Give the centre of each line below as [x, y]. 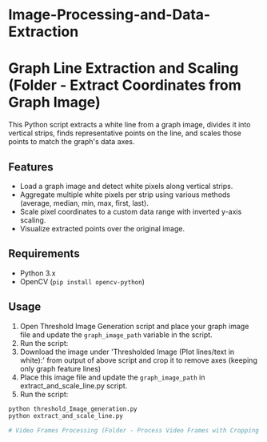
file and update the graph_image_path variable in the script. [116, 335]
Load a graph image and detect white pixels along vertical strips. [126, 186]
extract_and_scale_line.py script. [74, 385]
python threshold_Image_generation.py [73, 409]
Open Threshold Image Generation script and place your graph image [134, 326]
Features [31, 167]
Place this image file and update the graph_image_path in [112, 377]
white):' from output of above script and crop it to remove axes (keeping [138, 360]
